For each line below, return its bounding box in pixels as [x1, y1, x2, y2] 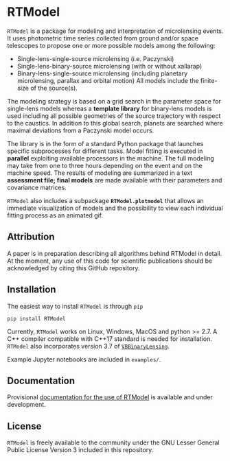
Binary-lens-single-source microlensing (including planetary [16, 69, 188, 78]
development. [7, 401, 46, 409]
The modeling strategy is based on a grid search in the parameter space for [7, 97, 221, 105]
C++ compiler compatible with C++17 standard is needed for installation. [7, 334, 213, 343]
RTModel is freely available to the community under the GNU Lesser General [7, 438, 220, 447]
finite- [200, 76, 218, 84]
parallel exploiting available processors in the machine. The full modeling [7, 154, 214, 162]
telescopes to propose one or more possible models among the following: [7, 41, 216, 49]
